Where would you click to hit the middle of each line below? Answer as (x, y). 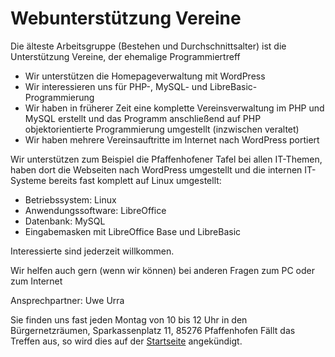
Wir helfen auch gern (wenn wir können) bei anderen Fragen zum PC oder (162, 270)
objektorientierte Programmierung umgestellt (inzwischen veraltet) (162, 129)
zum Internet (36, 281)
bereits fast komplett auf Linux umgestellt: (135, 180)
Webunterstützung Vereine (126, 18)
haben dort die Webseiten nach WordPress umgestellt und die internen (156, 169)
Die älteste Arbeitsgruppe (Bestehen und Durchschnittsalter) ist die (148, 46)
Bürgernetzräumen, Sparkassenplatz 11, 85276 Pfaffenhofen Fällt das (153, 330)
